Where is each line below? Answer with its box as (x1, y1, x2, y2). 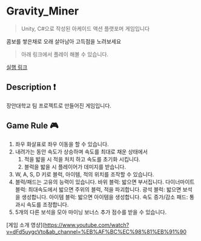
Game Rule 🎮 (6, 121, 59, 131)
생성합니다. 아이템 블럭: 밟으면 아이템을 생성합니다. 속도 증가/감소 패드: (21, 193, 188, 201)
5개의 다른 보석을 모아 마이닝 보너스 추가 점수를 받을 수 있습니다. (15, 208, 167, 216)
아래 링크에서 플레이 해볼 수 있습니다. (21, 50, 109, 58)
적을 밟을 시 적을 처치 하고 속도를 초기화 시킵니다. (24, 155, 140, 162)
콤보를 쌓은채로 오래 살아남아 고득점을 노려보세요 (6, 37, 122, 45)
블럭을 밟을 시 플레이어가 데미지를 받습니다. (24, 163, 127, 170)
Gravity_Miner (6, 4, 79, 18)
